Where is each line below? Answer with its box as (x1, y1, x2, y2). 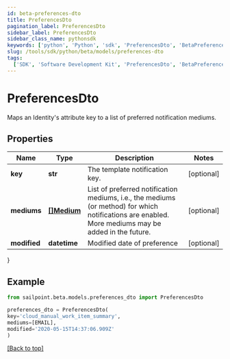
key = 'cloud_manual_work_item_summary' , (7, 312, 121, 319)
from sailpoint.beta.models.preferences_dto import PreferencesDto (7, 294, 204, 301)
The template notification (88, 165, 168, 175)
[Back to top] (7, 344, 44, 353)
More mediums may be (88, 219, 162, 228)
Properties (7, 133, 53, 145)
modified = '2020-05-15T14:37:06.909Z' (7, 325, 115, 332)
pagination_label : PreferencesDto (7, 23, 106, 29)
